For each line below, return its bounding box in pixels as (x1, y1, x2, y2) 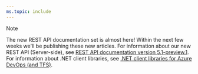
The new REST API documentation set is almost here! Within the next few (6, 36, 184, 43)
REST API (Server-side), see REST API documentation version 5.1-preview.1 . (6, 48, 189, 56)
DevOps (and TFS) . (6, 61, 53, 68)
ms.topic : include (6, 8, 51, 15)
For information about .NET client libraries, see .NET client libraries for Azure (6, 55, 192, 62)
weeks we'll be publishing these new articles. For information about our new (6, 42, 192, 49)
